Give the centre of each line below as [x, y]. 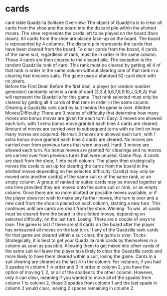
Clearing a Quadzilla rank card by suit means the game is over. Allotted [78, 107]
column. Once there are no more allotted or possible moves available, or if [81, 192]
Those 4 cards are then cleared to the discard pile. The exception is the [79, 59]
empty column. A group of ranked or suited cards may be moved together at [83, 182]
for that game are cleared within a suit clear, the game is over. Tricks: [76, 235]
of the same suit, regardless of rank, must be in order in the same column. [81, 54]
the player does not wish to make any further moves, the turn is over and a [82, 197]
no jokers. [15, 81]
